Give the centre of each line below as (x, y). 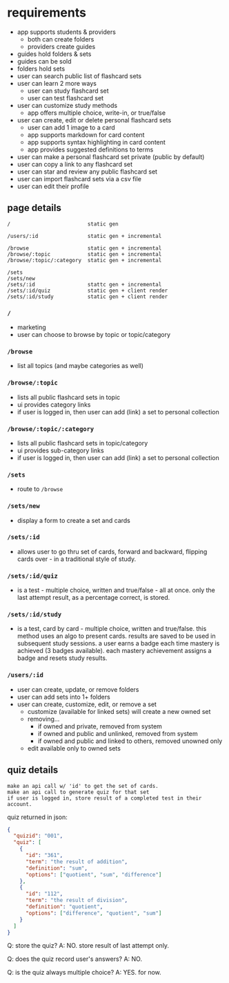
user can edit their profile (53, 186)
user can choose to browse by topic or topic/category (94, 335)
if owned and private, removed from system (100, 726)
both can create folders (61, 39)
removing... (43, 719)
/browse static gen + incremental (84, 248)
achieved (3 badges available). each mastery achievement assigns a (114, 651)
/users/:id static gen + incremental (84, 236)
